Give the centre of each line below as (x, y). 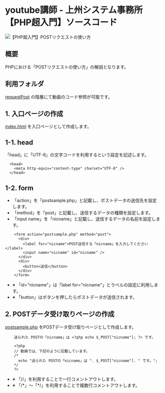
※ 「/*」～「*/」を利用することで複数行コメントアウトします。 (76, 385)
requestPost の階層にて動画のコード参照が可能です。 (59, 97)
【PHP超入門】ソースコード (61, 22)
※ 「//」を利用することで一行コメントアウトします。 (65, 379)
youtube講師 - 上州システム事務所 (74, 10)
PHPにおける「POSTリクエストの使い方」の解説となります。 (67, 67)
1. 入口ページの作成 (34, 114)
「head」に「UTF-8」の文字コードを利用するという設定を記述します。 (77, 155)
